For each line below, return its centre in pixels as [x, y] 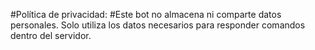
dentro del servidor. [51, 35]
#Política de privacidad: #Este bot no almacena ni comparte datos [146, 14]
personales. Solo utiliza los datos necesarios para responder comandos [158, 25]
